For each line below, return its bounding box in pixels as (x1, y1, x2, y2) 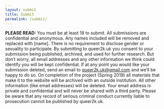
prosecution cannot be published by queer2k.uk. (5, 99, 104, 105)
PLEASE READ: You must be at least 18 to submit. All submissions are (5, 30, 147, 36)
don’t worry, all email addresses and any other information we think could (5, 56, 155, 62)
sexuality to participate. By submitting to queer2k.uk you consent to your (5, 46, 153, 52)
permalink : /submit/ (5, 16, 48, 21)
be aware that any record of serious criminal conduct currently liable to (5, 93, 150, 99)
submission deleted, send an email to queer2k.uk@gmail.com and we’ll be (5, 67, 156, 73)
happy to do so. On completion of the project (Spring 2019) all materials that (5, 72, 160, 78)
